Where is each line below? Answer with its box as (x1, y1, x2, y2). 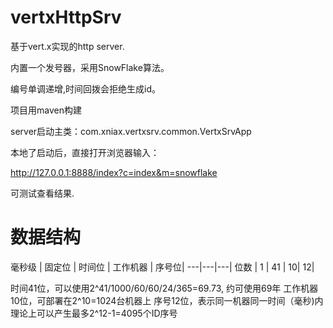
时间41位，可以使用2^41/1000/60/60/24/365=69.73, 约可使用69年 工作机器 (10, 282, 319, 294)
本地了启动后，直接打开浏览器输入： (10, 146, 160, 158)
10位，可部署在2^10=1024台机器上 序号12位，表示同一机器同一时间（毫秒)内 (10, 294, 324, 306)
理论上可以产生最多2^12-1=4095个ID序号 (10, 307, 178, 319)
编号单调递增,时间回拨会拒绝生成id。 (10, 82, 161, 95)
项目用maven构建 (10, 104, 82, 116)
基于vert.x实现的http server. (10, 40, 125, 52)
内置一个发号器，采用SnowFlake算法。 (10, 61, 170, 73)
